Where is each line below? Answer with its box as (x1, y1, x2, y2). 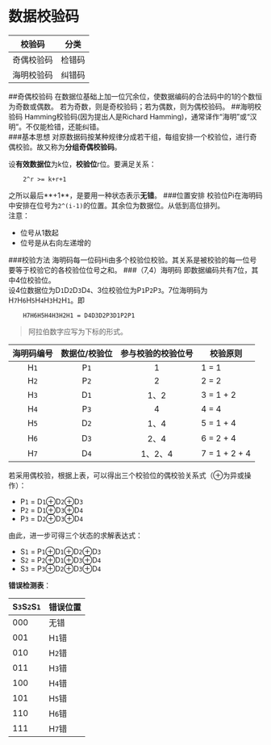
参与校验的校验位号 (120, 348, 194, 359)
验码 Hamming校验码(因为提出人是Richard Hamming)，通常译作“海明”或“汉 (8, 111, 257, 121)
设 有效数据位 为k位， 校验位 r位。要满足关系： (8, 159, 156, 169)
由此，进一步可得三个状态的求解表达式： (8, 530, 143, 540)
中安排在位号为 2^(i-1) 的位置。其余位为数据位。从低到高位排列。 (8, 200, 225, 210)
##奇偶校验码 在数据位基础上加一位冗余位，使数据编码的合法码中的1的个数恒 (8, 91, 263, 101)
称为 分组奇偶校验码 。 (50, 142, 122, 152)
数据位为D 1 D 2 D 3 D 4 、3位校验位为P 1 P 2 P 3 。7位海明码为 (27, 285, 208, 295)
